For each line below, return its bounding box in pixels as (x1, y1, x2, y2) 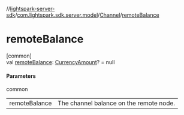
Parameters (6, 72, 36, 80)
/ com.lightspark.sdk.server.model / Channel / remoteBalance (14, 11, 160, 19)
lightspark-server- (10, 5, 55, 12)
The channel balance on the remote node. (58, 99, 176, 107)
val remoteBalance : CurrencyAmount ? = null (6, 58, 115, 65)
